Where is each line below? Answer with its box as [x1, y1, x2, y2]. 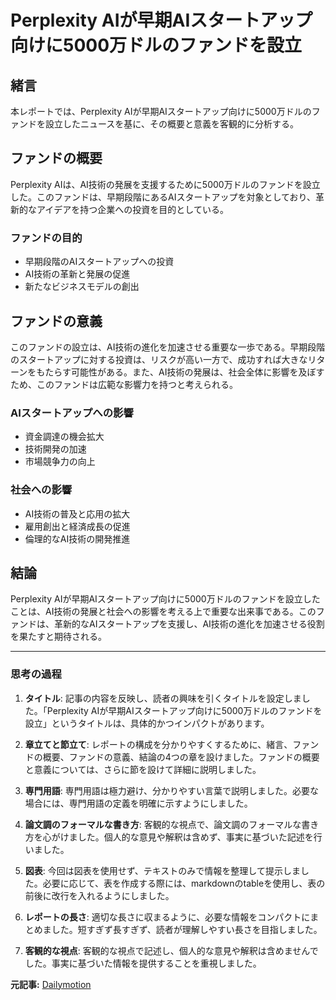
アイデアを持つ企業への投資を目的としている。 [36, 203, 229, 215]
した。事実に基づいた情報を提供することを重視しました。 [24, 957, 262, 969]
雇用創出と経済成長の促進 [24, 520, 131, 532]
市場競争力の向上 [24, 456, 96, 468]
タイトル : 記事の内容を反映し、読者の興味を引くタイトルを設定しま [24, 692, 302, 704]
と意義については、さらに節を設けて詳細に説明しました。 [24, 763, 262, 775]
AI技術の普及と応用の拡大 [24, 507, 131, 520]
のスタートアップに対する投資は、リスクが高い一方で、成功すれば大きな [10, 353, 308, 365]
